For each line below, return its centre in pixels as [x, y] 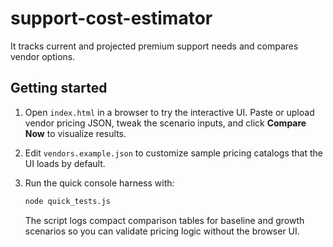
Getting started [59, 88]
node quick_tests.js [67, 201]
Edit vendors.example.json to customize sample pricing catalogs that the [173, 153]
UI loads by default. [65, 163]
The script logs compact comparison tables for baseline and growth [164, 220]
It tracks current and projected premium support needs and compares [154, 46]
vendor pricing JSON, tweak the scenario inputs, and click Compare [165, 123]
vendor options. [43, 56]
